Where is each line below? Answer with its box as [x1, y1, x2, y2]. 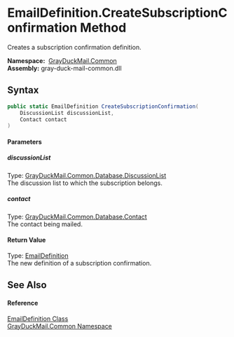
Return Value [7, 236, 46, 245]
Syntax [7, 84, 39, 96]
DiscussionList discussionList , [20, 109, 114, 116]
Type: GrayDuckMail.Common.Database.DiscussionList [7, 171, 167, 179]
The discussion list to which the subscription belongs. [7, 179, 163, 187]
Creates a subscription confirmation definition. [7, 43, 142, 51]
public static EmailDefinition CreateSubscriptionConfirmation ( [7, 103, 199, 110]
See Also [7, 279, 47, 291]
